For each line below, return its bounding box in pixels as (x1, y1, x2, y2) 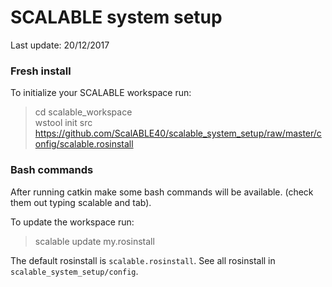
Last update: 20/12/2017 (10, 39, 110, 51)
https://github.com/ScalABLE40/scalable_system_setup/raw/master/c (34, 127, 322, 140)
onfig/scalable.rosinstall (34, 138, 134, 150)
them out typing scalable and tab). (10, 196, 152, 208)
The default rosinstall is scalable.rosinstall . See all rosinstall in (10, 254, 276, 266)
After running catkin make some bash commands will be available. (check (10, 186, 314, 198)
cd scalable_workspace (34, 106, 133, 118)
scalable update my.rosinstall (34, 235, 155, 247)
